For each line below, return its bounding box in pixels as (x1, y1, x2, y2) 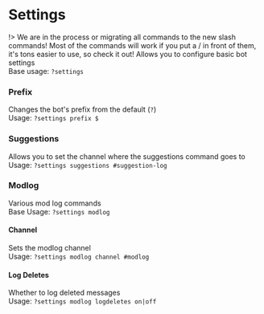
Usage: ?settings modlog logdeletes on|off (8, 296, 157, 306)
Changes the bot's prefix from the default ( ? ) (8, 104, 157, 114)
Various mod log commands (8, 198, 102, 208)
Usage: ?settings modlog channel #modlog (8, 251, 150, 262)
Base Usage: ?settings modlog (8, 206, 110, 216)
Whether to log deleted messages (8, 287, 121, 298)
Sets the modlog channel (8, 243, 91, 253)
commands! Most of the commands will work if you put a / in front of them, (8, 40, 257, 50)
